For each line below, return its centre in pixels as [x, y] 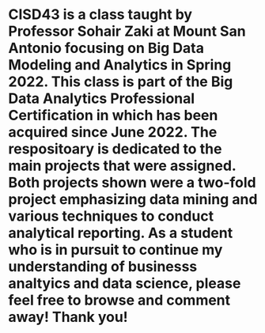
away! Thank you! [68, 317]
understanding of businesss [103, 267]
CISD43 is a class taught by [100, 15]
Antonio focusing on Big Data [106, 48]
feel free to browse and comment [119, 300]
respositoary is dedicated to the [115, 149]
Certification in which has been [113, 115]
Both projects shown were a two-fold [132, 183]
